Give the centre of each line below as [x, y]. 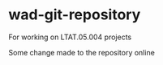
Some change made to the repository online [82, 52]
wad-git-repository [75, 15]
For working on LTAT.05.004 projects [70, 37]
